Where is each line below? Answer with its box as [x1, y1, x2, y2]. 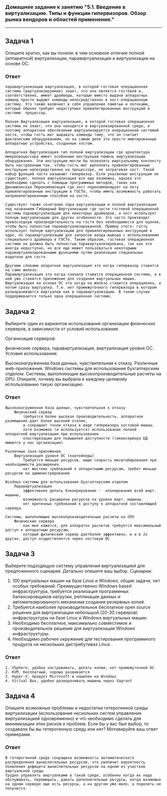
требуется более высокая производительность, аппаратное [23, 414, 143, 419]
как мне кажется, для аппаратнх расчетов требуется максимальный [23, 523, 162, 528]
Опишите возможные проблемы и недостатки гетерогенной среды [5, 705, 148, 711]
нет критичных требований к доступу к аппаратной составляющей [23, 501, 157, 506]
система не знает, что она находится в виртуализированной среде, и [5, 124, 150, 129]
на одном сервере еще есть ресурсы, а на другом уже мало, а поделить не [5, 782, 162, 787]
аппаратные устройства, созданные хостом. [5, 141, 94, 146]
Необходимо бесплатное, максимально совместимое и [12, 620, 132, 626]
